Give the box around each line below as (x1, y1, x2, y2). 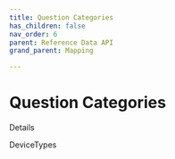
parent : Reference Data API (9, 38, 114, 47)
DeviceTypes (9, 139, 57, 150)
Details (9, 122, 35, 133)
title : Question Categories (9, 13, 114, 22)
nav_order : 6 (9, 29, 58, 38)
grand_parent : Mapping (9, 46, 94, 55)
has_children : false (9, 21, 87, 30)
